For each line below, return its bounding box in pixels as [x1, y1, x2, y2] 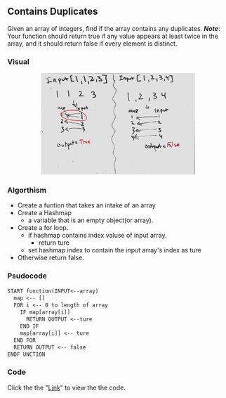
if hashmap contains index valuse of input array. [27, 231, 167, 240]
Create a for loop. [17, 224, 69, 232]
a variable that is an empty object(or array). [27, 216, 154, 224]
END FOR [13, 337, 36, 344]
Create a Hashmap [17, 209, 72, 217]
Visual [7, 56, 29, 66]
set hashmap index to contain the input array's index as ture [27, 246, 201, 255]
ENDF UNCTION [7, 351, 46, 358]
